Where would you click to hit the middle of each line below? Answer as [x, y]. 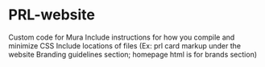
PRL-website [52, 15]
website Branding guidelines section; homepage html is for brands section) [133, 54]
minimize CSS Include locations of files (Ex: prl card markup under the [125, 45]
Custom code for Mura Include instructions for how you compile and [122, 37]
